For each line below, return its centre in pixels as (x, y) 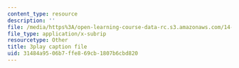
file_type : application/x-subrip (57, 34)
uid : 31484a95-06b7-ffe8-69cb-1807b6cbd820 (73, 54)
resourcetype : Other (38, 40)
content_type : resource (43, 14)
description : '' (31, 21)
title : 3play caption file (47, 47)
